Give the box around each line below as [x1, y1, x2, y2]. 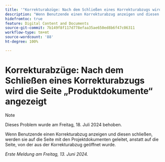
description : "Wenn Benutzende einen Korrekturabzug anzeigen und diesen [5, 12, 160, 17]
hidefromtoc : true [5, 16, 43, 21]
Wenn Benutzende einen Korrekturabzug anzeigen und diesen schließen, [5, 131, 153, 137]
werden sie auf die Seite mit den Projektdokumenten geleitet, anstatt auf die [5, 136, 159, 142]
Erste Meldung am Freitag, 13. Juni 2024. [5, 151, 88, 157]
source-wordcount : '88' [5, 35, 54, 40]
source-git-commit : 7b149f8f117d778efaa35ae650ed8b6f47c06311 [5, 26, 135, 30]
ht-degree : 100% [5, 39, 38, 44]
